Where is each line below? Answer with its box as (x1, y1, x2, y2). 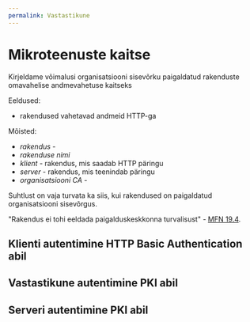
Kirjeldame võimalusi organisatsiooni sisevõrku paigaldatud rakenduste (8, 72, 240, 81)
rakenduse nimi (19, 150, 70, 159)
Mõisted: (8, 126, 37, 135)
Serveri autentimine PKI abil (8, 303, 149, 316)
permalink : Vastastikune (8, 11, 90, 20)
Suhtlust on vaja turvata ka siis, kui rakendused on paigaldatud (8, 191, 213, 200)
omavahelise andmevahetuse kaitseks (8, 80, 132, 89)
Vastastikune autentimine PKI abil (8, 276, 178, 290)
